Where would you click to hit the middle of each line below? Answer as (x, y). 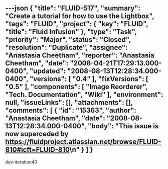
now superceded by (37, 134)
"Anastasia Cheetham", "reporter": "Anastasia (80, 56)
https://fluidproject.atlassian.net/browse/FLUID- (83, 142)
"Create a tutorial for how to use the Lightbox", (80, 16)
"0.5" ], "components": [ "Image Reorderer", (76, 87)
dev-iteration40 (21, 162)
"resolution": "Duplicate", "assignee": (66, 48)
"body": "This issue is (123, 126)
